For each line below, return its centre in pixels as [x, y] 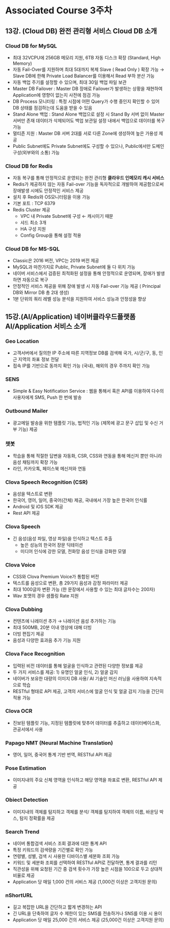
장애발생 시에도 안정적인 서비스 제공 [48, 191]
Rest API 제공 [26, 513]
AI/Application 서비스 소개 [46, 326]
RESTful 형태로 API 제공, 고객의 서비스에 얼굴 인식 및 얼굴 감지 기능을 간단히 [88, 691]
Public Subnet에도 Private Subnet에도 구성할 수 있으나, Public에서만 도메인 [88, 146]
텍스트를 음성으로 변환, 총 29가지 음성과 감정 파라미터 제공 [70, 583]
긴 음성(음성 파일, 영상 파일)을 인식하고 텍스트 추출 [63, 538]
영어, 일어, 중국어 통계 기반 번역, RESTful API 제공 [62, 755]
